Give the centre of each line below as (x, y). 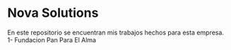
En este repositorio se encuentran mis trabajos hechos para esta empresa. (116, 32)
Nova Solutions (53, 13)
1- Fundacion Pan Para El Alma (52, 39)
